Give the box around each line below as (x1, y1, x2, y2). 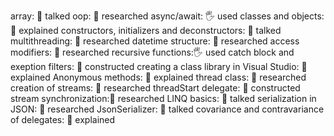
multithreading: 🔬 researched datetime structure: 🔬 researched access (10, 35, 300, 47)
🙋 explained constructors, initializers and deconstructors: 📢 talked (10, 25, 282, 36)
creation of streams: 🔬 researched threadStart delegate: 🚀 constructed (10, 82, 301, 94)
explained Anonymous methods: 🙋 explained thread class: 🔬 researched (10, 71, 307, 83)
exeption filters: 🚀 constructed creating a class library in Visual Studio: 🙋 (10, 61, 308, 72)
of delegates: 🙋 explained (10, 114, 116, 125)
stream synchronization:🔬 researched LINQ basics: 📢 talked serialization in (10, 93, 317, 104)
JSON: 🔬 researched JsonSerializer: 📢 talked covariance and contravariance (10, 103, 325, 115)
